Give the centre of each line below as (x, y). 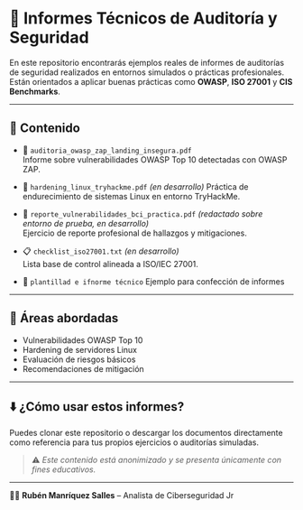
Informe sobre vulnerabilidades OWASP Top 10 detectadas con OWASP (155, 159)
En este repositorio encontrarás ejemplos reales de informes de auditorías (147, 62)
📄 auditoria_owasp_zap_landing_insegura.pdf (107, 150)
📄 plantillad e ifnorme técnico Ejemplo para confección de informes (153, 281)
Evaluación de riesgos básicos (79, 359)
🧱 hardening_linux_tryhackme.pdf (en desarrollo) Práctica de (136, 186)
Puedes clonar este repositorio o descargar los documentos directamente (146, 433)
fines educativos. (64, 469)
